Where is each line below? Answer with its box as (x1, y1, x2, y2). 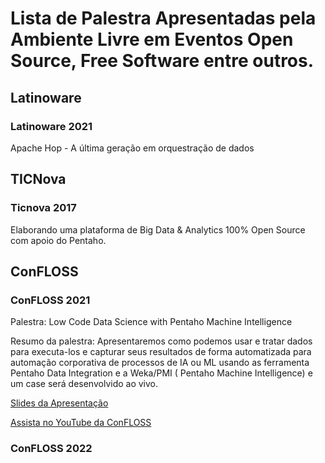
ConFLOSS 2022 (10, 442, 93, 456)
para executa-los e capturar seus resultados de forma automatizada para (10, 346, 312, 358)
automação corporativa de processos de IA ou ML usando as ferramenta (10, 357, 310, 369)
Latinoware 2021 (10, 119, 93, 133)
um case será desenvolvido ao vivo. (10, 378, 159, 390)
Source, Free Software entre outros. (10, 50, 315, 72)
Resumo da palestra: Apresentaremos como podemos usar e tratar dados (10, 335, 313, 347)
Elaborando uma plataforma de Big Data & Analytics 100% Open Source (10, 223, 306, 236)
